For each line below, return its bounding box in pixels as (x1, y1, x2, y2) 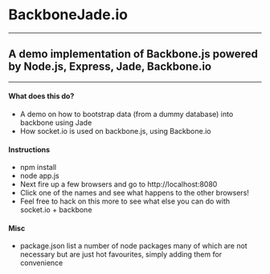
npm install (19, 163, 57, 172)
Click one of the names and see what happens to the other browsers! (19, 188, 249, 198)
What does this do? (8, 91, 75, 101)
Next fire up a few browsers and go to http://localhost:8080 (19, 179, 218, 189)
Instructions (8, 144, 51, 154)
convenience (19, 258, 63, 268)
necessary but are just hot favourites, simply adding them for (19, 250, 223, 260)
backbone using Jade (19, 118, 92, 127)
